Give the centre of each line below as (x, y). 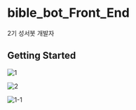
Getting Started (42, 56)
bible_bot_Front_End (68, 13)
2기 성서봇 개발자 (31, 33)
